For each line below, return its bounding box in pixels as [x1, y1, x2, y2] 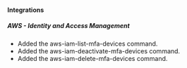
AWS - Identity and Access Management [7, 22, 131, 30]
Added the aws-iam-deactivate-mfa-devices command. [17, 46, 181, 55]
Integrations [7, 6, 44, 14]
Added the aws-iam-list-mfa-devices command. [17, 39, 158, 48]
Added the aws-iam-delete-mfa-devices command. [17, 54, 168, 62]
